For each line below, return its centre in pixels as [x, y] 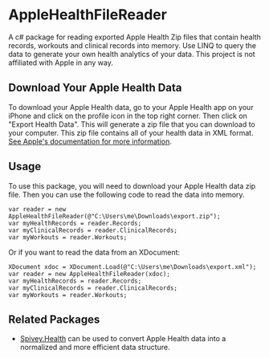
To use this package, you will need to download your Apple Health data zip [132, 185]
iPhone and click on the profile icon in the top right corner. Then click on [128, 116]
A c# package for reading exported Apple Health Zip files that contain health [134, 37]
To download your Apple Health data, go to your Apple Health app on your [131, 107]
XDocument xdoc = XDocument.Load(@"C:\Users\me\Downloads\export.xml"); [132, 266]
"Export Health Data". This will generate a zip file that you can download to [132, 124]
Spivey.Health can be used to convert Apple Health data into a [123, 339]
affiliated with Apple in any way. [61, 63]
